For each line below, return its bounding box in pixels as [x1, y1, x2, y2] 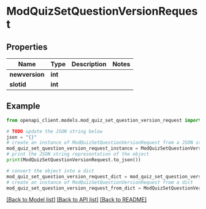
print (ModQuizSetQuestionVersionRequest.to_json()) [6, 157, 141, 163]
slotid [9, 80, 26, 88]
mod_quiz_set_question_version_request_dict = [6, 173, 128, 180]
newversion [9, 70, 45, 78]
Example [6, 101, 40, 112]
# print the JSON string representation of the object [6, 151, 150, 158]
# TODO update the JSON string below [6, 128, 103, 134]
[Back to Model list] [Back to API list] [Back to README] [6, 196, 147, 203]
